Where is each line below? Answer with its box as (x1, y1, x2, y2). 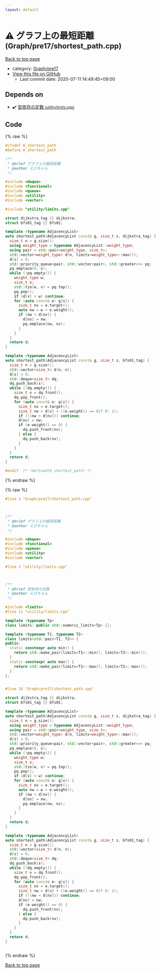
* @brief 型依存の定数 (7, 586, 50, 591)
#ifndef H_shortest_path (5, 143, 56, 148)
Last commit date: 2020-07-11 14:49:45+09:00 (19, 76, 115, 82)
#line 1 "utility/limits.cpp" (5, 564, 68, 569)
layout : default (5, 7, 39, 12)
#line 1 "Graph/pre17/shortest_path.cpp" (5, 497, 92, 502)
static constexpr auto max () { (9, 659, 74, 664)
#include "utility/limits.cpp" (5, 207, 70, 212)
